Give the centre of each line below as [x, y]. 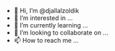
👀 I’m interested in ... [43, 18]
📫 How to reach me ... [46, 40]
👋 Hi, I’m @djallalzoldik [46, 11]
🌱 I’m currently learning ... [51, 25]
